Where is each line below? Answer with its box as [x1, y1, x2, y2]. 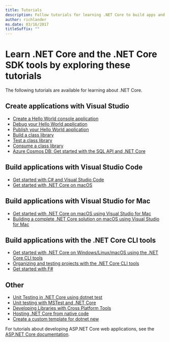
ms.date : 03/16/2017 [5, 21, 49, 27]
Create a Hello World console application [12, 116, 99, 122]
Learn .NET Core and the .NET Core [5, 49, 157, 60]
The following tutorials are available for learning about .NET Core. [5, 87, 143, 94]
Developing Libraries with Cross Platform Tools [12, 305, 111, 311]
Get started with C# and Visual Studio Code [12, 176, 104, 183]
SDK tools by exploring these [5, 59, 131, 71]
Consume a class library [12, 143, 64, 149]
